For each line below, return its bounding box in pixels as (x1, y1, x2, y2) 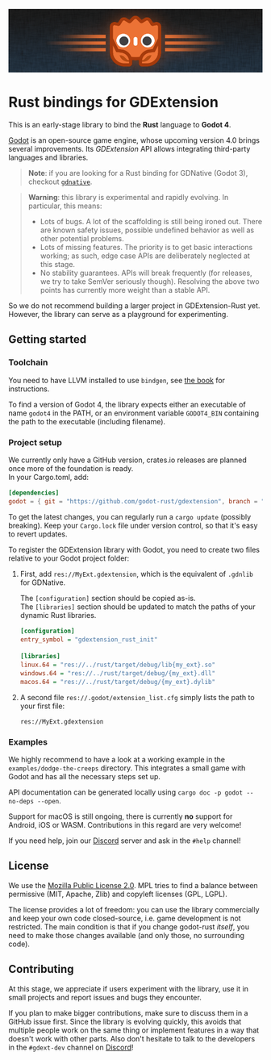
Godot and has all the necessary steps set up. (8, 772, 161, 782)
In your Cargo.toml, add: (8, 472, 90, 482)
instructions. (8, 384, 50, 394)
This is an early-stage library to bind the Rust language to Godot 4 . (8, 119, 231, 129)
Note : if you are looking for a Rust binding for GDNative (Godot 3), (27, 168, 248, 177)
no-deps (8, 798, 35, 806)
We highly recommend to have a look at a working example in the (8, 755, 226, 765)
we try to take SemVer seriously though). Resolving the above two (40, 276, 260, 286)
